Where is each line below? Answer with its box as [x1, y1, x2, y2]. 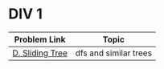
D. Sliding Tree [12, 47, 68, 59]
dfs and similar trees [75, 47, 153, 59]
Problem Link [14, 34, 66, 45]
